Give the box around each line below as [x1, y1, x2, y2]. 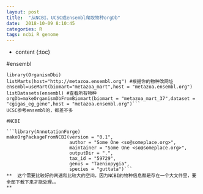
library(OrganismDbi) [6, 72, 62, 78]
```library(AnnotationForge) [6, 129, 81, 135]
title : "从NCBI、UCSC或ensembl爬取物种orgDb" [6, 15, 121, 21]
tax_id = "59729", [69, 156, 116, 162]
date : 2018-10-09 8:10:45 [6, 20, 75, 26]
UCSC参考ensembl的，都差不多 [6, 107, 73, 113]
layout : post [6, 9, 40, 15]
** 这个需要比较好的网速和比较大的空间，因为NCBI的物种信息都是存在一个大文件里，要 [6, 173, 197, 179]
